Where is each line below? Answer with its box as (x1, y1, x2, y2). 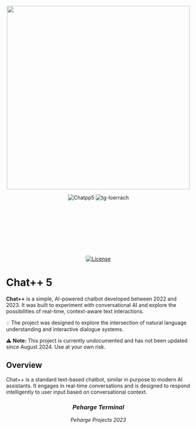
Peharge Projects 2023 (70, 417, 126, 424)
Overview (6, 360, 43, 370)
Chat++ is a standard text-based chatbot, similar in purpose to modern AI (6, 376, 183, 383)
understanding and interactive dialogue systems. (6, 326, 124, 333)
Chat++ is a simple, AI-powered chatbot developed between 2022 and (6, 295, 177, 302)
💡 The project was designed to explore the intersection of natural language (6, 319, 187, 326)
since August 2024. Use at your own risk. (6, 343, 106, 350)
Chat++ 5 (6, 276, 53, 289)
